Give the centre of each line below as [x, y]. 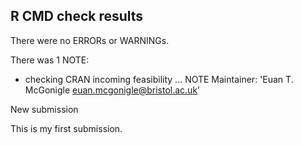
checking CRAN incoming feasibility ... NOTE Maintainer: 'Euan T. [159, 79]
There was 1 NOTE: [50, 60]
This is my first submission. [66, 128]
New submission [44, 109]
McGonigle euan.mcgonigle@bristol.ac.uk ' [112, 90]
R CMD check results [77, 16]
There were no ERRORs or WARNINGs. [90, 40]
